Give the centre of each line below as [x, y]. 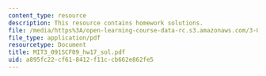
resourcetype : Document [47, 45]
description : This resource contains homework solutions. [106, 23]
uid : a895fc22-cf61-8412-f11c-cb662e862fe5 [81, 60]
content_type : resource [47, 15]
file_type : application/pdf [55, 38]
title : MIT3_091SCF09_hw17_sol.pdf [67, 52]
